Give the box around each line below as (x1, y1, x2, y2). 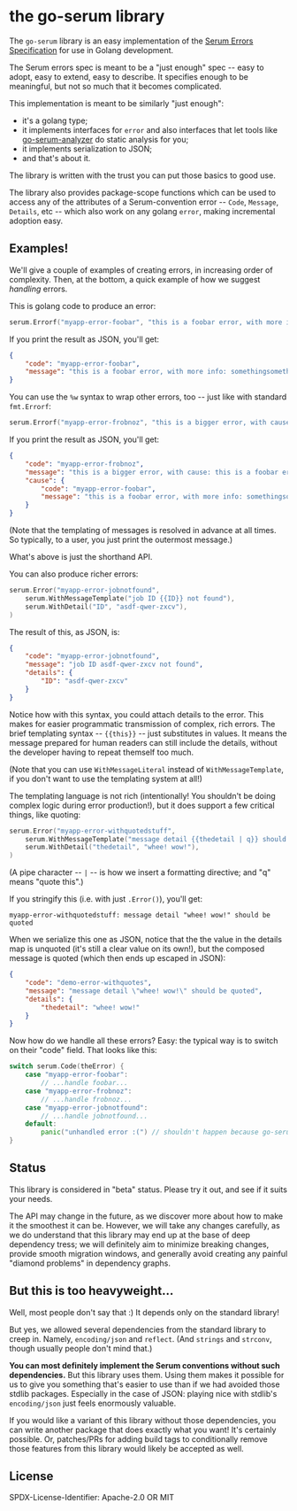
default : (25, 1120, 57, 1128)
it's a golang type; (21, 115, 88, 126)
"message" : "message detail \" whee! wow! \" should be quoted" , (25, 986, 263, 996)
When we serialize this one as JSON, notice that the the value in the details (9, 934, 283, 945)
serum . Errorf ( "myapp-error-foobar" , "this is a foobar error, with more (9, 317, 283, 327)
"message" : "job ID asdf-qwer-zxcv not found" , (25, 660, 203, 670)
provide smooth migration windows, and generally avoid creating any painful (9, 1248, 288, 1259)
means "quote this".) (9, 877, 84, 887)
